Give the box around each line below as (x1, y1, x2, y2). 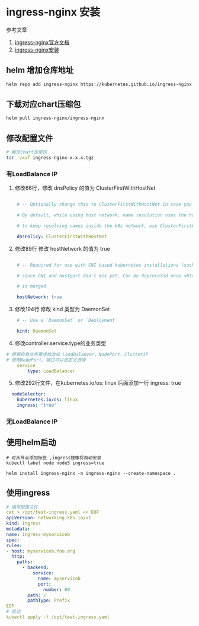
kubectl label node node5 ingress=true (6, 460, 105, 466)
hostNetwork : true (17, 294, 62, 300)
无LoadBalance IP (6, 417, 58, 426)
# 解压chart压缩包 (6, 149, 47, 155)
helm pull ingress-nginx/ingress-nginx (6, 115, 105, 122)
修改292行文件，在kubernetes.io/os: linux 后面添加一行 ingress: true (14, 379, 182, 387)
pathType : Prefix (27, 598, 70, 603)
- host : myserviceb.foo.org (6, 548, 76, 554)
